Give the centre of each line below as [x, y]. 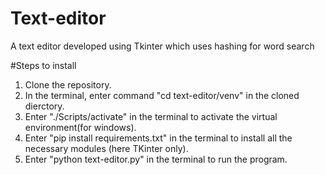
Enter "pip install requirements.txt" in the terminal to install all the [158, 138]
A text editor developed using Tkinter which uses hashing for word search [162, 46]
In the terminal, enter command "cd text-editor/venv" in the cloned [162, 95]
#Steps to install [43, 65]
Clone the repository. [68, 84]
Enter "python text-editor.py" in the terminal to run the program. [156, 159]
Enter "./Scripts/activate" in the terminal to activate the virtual [151, 116]
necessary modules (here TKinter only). [106, 148]
